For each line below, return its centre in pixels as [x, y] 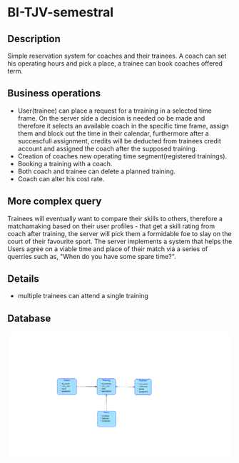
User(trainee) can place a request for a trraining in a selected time [115, 111]
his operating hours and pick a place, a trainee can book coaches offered [115, 63]
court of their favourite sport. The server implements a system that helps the [120, 241]
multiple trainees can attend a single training [83, 296]
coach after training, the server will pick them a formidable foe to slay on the [119, 233]
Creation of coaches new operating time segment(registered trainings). [122, 156]
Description [34, 39]
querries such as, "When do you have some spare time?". [92, 256]
